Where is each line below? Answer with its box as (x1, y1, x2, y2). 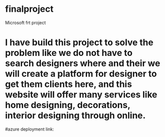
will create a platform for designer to (5, 68, 157, 80)
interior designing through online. (5, 110, 146, 121)
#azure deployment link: (5, 126, 54, 132)
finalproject (5, 3, 54, 15)
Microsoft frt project (5, 20, 46, 26)
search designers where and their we (5, 58, 161, 69)
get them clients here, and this (5, 79, 132, 90)
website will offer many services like (5, 89, 158, 100)
